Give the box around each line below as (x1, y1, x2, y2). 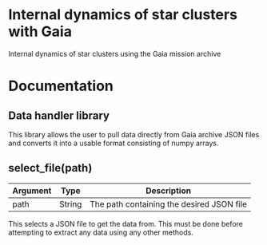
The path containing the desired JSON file (89, 198, 248, 209)
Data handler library (8, 109, 110, 122)
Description (145, 185, 192, 196)
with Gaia (8, 22, 72, 41)
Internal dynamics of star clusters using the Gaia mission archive (8, 49, 221, 58)
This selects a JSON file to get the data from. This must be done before (8, 219, 244, 228)
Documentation (8, 77, 114, 95)
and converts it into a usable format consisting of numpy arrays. (8, 138, 219, 148)
